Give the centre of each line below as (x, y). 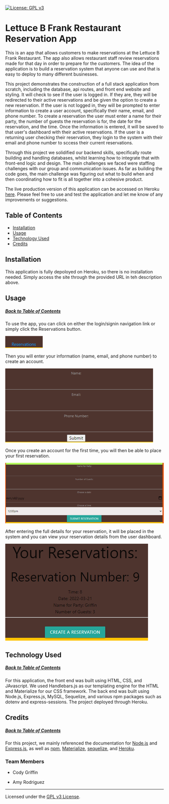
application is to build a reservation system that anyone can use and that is (82, 68)
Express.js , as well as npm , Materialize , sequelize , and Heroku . (70, 748)
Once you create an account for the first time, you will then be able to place (83, 450)
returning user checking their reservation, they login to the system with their (84, 137)
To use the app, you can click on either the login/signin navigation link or (80, 323)
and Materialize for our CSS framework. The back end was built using (77, 691)
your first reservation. (28, 456)
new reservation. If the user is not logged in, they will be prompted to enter (82, 105)
